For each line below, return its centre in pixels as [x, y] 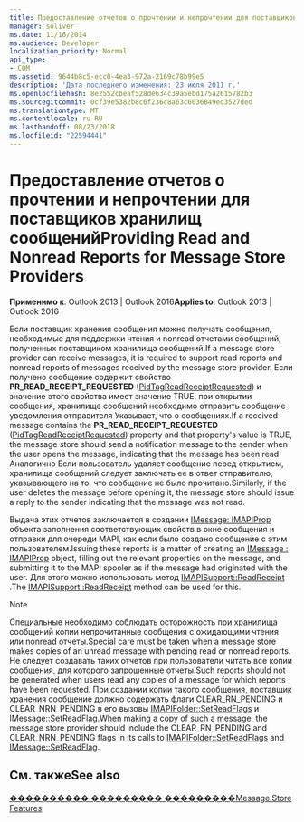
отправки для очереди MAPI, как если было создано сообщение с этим [148, 539]
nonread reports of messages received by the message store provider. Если [151, 367]
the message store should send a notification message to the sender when [148, 444]
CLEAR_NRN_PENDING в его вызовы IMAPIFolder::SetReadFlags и [134, 708]
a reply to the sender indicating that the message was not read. [128, 502]
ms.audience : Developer [54, 43]
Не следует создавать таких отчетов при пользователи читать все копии [151, 660]
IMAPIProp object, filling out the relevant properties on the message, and [145, 558]
